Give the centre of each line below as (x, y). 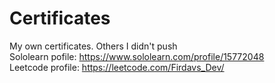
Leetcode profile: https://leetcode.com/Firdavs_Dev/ (117, 67)
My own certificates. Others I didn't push (93, 46)
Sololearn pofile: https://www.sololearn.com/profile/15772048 (137, 56)
